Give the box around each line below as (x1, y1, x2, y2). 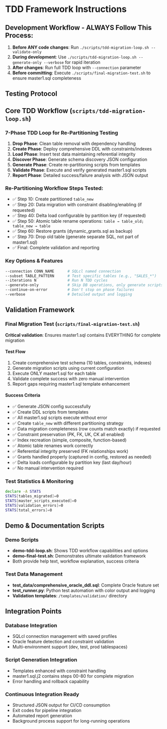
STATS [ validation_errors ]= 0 (5, 503, 64, 508)
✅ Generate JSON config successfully (12, 404, 91, 410)
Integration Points (5, 607, 62, 616)
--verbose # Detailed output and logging (5, 292, 133, 297)
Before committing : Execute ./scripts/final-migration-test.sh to (12, 70, 151, 76)
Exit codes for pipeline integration (12, 707, 82, 713)
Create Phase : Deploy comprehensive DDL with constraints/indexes (12, 146, 152, 152)
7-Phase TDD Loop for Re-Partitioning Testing (5, 129, 118, 136)
